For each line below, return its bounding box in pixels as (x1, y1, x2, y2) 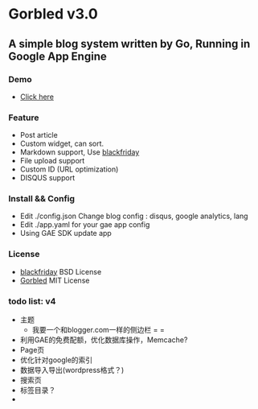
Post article (19, 130, 58, 140)
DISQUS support (19, 173, 75, 183)
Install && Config (8, 193, 75, 204)
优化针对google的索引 (19, 355, 93, 365)
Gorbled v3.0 (8, 5, 98, 23)
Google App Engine (8, 49, 107, 63)
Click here (19, 92, 55, 101)
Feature (8, 112, 39, 123)
